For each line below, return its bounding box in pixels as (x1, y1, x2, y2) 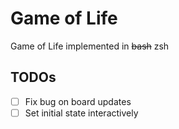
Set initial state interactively (24, 107, 139, 119)
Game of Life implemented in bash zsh (10, 40, 170, 52)
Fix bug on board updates (24, 95, 132, 107)
